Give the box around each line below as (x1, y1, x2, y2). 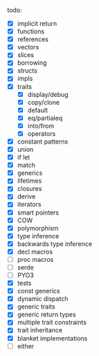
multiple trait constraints (17, 318, 87, 327)
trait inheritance (17, 326, 63, 334)
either (17, 341, 35, 350)
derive (17, 192, 36, 201)
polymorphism (17, 224, 59, 232)
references (17, 35, 48, 44)
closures (17, 185, 42, 193)
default (27, 106, 48, 114)
